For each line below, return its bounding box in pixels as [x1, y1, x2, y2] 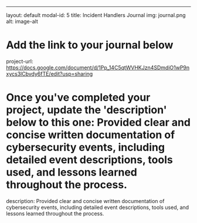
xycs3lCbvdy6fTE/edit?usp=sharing [6, 70, 93, 77]
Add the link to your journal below [6, 39, 174, 52]
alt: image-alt [6, 18, 38, 25]
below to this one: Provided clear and [6, 116, 191, 129]
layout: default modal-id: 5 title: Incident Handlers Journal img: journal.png [6, 12, 186, 18]
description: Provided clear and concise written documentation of [6, 197, 165, 204]
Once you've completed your [6, 91, 151, 104]
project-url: [6, 58, 33, 65]
